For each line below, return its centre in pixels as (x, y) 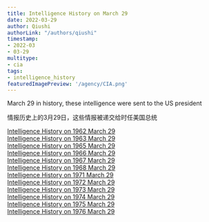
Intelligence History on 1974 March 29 (61, 197)
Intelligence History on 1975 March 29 (61, 204)
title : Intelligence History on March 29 (68, 13)
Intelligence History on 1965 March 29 (61, 146)
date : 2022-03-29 (32, 20)
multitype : (23, 58)
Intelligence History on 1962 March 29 (61, 131)
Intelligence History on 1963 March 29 (61, 139)
